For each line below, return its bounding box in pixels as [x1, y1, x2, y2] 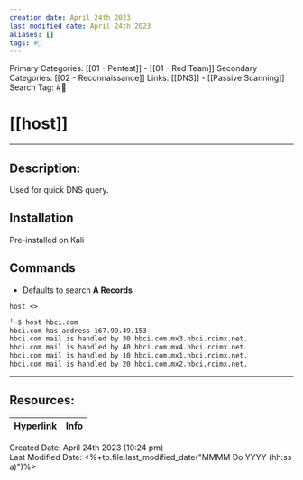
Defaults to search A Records [22, 285, 133, 295]
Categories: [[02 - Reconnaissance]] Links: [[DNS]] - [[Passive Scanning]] [9, 73, 285, 84]
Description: [9, 160, 81, 176]
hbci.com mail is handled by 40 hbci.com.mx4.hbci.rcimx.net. [9, 343, 248, 352]
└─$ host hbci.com [9, 317, 78, 327]
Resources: [9, 393, 75, 408]
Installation [9, 211, 74, 226]
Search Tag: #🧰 [9, 82, 67, 93]
